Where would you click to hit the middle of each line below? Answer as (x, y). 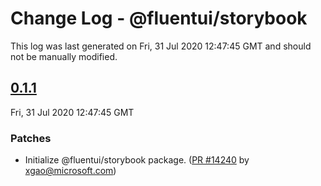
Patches (31, 138)
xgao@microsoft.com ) (70, 171)
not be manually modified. (64, 56)
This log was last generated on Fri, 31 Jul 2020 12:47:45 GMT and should (161, 46)
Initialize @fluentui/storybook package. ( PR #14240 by (137, 160)
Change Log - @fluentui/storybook (159, 18)
